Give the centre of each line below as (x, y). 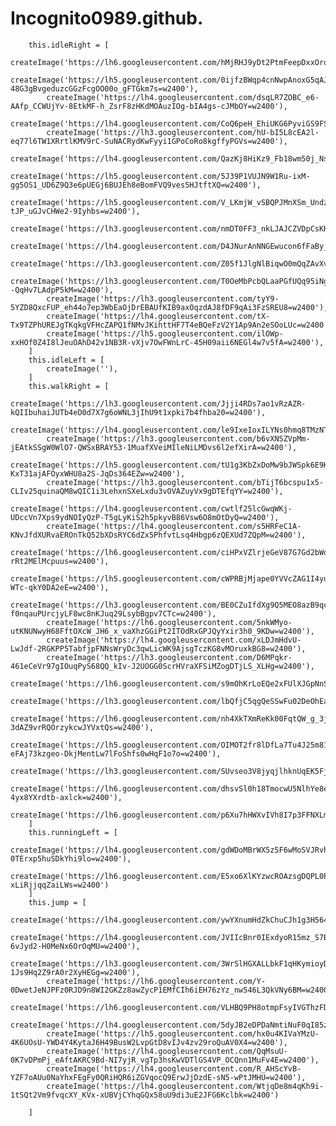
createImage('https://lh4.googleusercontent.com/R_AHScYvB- (174, 1068)
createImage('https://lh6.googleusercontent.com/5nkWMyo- (169, 622)
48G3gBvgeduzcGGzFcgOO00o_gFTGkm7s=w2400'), (104, 88)
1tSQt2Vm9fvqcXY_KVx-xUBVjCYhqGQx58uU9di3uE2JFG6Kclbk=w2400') (145, 1095)
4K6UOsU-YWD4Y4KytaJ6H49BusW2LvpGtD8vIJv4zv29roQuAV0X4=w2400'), (149, 1042)
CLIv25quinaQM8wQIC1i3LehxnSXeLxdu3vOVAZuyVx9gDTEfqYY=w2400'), (147, 491)
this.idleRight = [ (69, 45)
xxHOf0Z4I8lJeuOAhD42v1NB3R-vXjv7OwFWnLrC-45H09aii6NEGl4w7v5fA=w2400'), (167, 342)
